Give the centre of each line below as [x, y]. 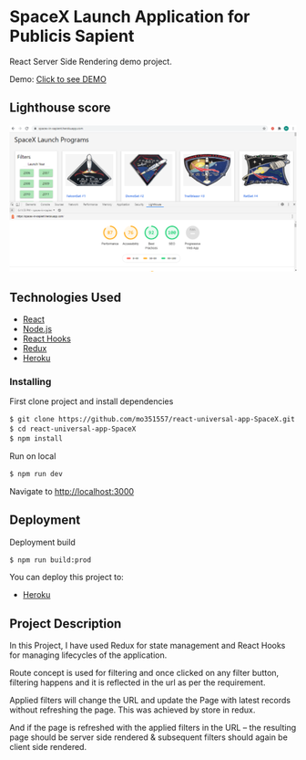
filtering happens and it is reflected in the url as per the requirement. [138, 682]
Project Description [66, 624]
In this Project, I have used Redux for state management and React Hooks [148, 646]
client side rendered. [48, 747]
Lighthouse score [60, 108]
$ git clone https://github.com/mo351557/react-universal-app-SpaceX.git [153, 420]
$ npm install [36, 439]
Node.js [37, 328]
